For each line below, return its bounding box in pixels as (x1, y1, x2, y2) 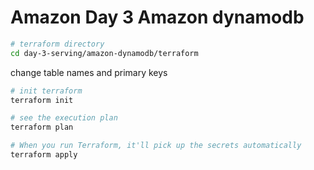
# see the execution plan (10, 113, 118, 123)
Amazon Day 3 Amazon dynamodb (10, 6, 305, 29)
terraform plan (10, 122, 74, 133)
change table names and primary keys (10, 66, 168, 78)
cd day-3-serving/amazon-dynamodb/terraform (10, 48, 199, 58)
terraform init (10, 95, 74, 105)
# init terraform (10, 86, 83, 96)
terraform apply (10, 150, 78, 160)
